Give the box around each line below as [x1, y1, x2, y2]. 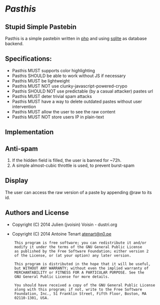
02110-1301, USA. [14, 295, 49, 300]
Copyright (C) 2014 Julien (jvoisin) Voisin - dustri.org [12, 222, 117, 227]
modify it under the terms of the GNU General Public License [14, 244, 143, 249]
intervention [12, 103, 36, 110]
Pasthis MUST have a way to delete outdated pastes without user [12, 98, 143, 104]
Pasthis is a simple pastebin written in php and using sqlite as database [5, 35, 147, 41]
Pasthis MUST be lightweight [12, 78, 70, 83]
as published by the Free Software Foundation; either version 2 [14, 249, 149, 254]
